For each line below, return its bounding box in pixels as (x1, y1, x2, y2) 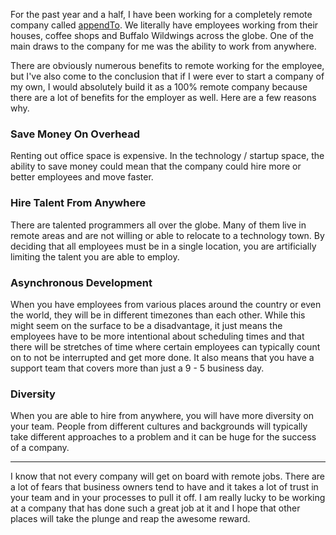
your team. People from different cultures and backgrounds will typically (10, 420, 308, 433)
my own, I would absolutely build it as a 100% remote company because (10, 81, 308, 93)
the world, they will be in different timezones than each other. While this (10, 309, 306, 321)
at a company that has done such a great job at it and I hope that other (10, 502, 301, 514)
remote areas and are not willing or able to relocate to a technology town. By (10, 229, 325, 241)
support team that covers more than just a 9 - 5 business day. (10, 362, 265, 374)
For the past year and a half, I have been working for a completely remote (10, 9, 313, 20)
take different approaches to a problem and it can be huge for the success (10, 431, 317, 443)
